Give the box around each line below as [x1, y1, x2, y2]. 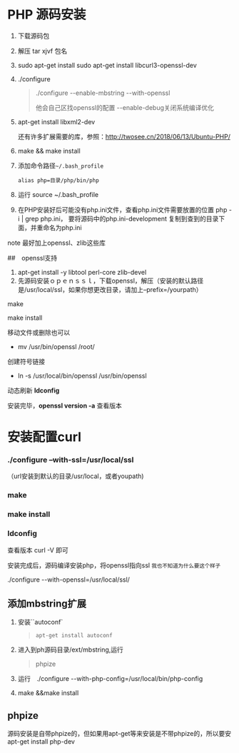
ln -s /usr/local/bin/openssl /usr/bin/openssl [17, 371, 148, 380]
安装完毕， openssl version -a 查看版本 [7, 401, 123, 410]
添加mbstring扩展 [7, 597, 87, 610]
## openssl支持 [7, 253, 58, 262]
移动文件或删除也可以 [7, 328, 70, 336]
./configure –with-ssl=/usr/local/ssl [7, 455, 134, 465]
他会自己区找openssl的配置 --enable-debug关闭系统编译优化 [35, 103, 215, 111]
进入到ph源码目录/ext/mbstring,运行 [17, 645, 123, 654]
